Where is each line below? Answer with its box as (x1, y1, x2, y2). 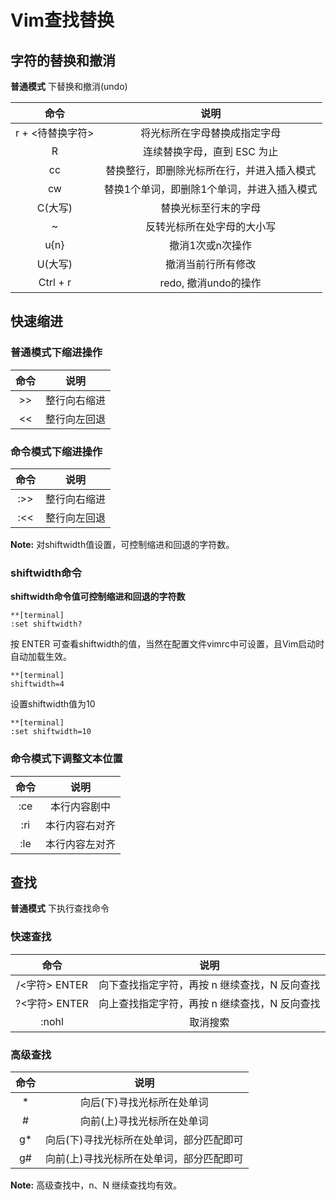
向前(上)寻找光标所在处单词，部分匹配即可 (45, 1151, 244, 1165)
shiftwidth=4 (10, 679, 65, 690)
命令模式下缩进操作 (10, 444, 103, 458)
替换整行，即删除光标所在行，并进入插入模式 (105, 164, 317, 177)
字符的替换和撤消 (10, 52, 116, 69)
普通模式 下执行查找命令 (10, 902, 110, 915)
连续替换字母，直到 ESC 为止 (143, 145, 279, 158)
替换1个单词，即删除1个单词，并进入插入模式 (103, 182, 318, 196)
